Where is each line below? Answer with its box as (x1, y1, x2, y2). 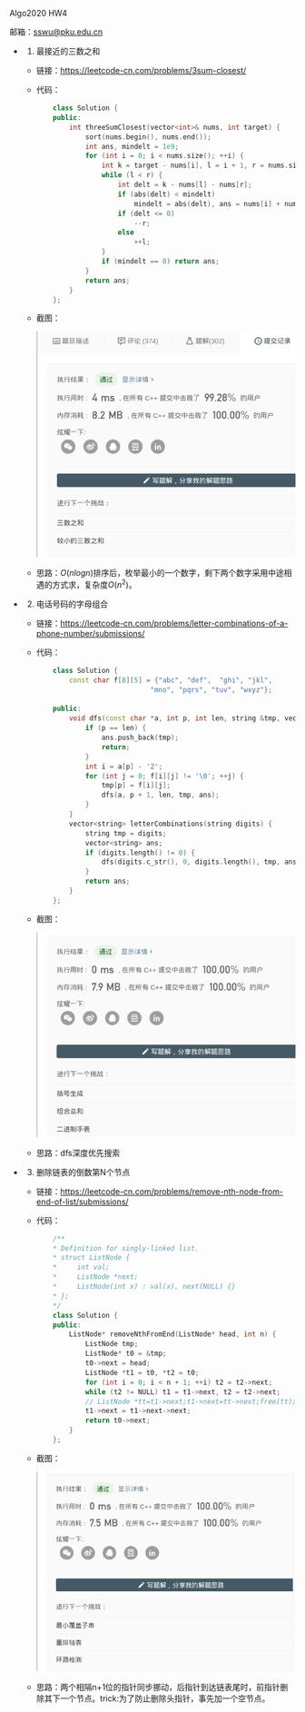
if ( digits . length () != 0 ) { (84, 848, 195, 857)
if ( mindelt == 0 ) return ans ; (101, 257, 220, 266)
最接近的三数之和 (35, 45, 101, 56)
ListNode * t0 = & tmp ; (84, 1349, 167, 1359)
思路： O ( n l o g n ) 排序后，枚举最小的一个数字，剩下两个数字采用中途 (35, 568, 284, 579)
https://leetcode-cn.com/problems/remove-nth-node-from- (60, 1185, 284, 1197)
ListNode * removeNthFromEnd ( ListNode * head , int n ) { (68, 1330, 277, 1339)
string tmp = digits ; (84, 828, 167, 838)
